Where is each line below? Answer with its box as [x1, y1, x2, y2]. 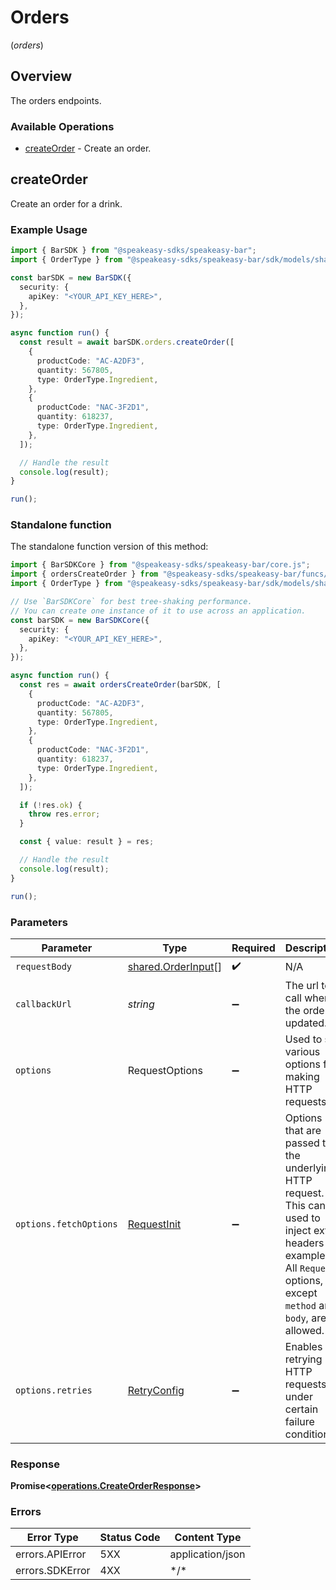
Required [231, 941, 276, 955]
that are [284, 1123, 322, 1137]
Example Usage [10, 222, 88, 236]
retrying [284, 1352, 323, 1366]
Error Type [26, 1531, 79, 1545]
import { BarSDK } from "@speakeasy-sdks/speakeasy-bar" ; [10, 246, 257, 256]
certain [284, 1402, 319, 1416]
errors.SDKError [15, 1564, 91, 1578]
